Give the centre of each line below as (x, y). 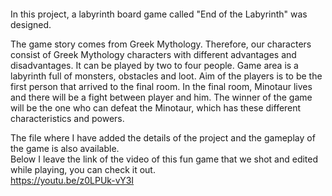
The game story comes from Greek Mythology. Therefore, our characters (161, 44)
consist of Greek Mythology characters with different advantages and (153, 54)
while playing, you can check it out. (83, 169)
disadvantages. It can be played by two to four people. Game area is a (154, 65)
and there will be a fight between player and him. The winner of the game (161, 97)
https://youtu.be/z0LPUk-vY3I (72, 180)
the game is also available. (65, 148)
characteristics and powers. (67, 118)
